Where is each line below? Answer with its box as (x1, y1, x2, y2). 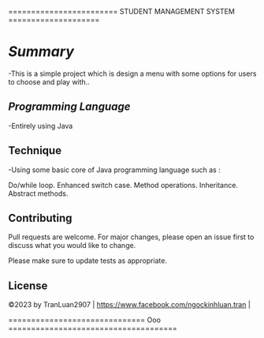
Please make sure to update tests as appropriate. (8, 256, 168, 265)
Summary (8, 43, 75, 61)
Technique (8, 144, 61, 157)
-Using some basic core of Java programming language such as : (8, 165, 221, 175)
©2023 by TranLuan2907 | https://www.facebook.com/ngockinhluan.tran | (8, 300, 251, 310)
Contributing (8, 211, 73, 224)
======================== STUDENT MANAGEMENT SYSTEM (8, 7, 235, 16)
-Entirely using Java (8, 121, 73, 130)
